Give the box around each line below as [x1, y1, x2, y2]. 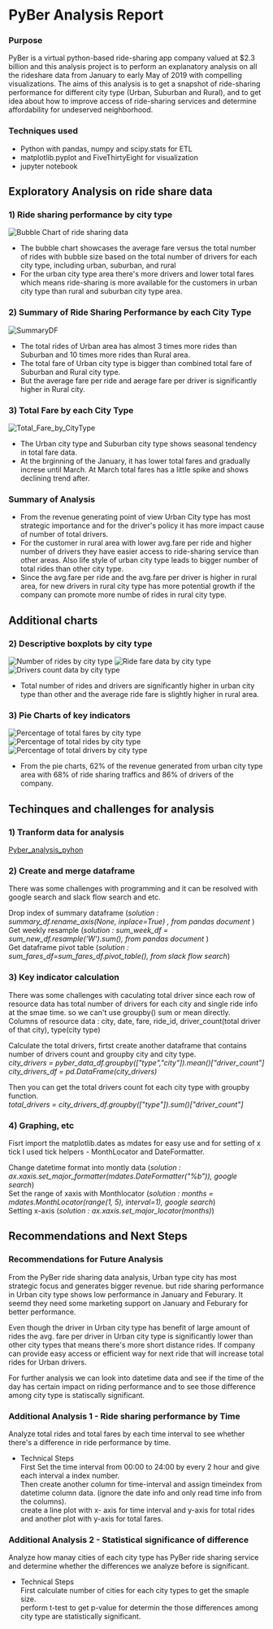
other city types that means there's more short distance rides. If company [8, 1339, 256, 1349]
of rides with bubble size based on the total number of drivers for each [19, 252, 258, 262]
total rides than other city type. [19, 564, 124, 574]
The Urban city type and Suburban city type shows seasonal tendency [19, 439, 258, 449]
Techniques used [8, 125, 79, 137]
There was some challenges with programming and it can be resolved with [8, 884, 258, 894]
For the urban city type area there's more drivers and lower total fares [19, 269, 254, 279]
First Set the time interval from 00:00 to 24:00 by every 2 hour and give [19, 1461, 260, 1471]
